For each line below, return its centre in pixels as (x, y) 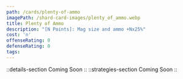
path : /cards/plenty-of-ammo (43, 12)
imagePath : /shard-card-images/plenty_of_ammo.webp (73, 18)
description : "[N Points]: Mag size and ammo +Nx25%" (76, 29)
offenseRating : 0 (28, 40)
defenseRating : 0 (28, 47)
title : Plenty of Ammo (35, 23)
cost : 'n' (19, 35)
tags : (13, 52)
